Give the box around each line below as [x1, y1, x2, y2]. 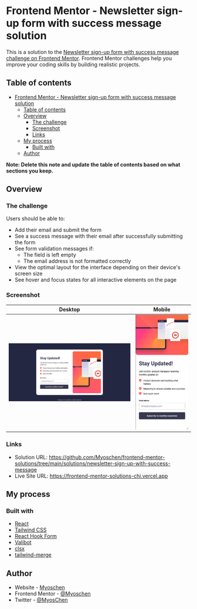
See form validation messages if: [14, 245, 94, 252]
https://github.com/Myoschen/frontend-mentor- [49, 454, 165, 461]
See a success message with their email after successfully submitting [14, 233, 183, 240]
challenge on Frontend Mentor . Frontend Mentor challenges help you [6, 55, 172, 62]
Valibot [14, 539, 32, 546]
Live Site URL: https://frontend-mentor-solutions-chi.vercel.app [14, 472, 168, 479]
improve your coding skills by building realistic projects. [6, 60, 141, 68]
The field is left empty [23, 251, 76, 259]
